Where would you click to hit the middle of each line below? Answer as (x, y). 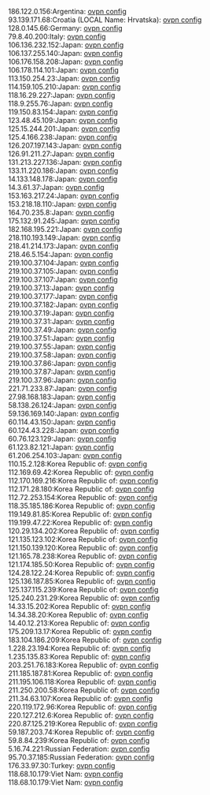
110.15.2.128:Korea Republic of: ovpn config (78, 464)
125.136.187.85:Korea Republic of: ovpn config (82, 581)
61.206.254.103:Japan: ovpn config (65, 455)
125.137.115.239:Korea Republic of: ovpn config (83, 590)
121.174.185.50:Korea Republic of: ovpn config (81, 564)
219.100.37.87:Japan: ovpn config (62, 371)
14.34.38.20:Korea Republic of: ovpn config (78, 615)
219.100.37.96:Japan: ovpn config (62, 380)
